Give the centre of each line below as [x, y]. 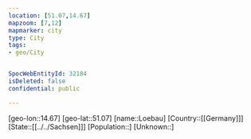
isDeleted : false [37, 81]
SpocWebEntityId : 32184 [48, 74]
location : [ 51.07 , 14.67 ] [49, 15]
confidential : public [44, 88]
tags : [17, 45]
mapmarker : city [35, 30]
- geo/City [26, 52]
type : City [26, 38]
